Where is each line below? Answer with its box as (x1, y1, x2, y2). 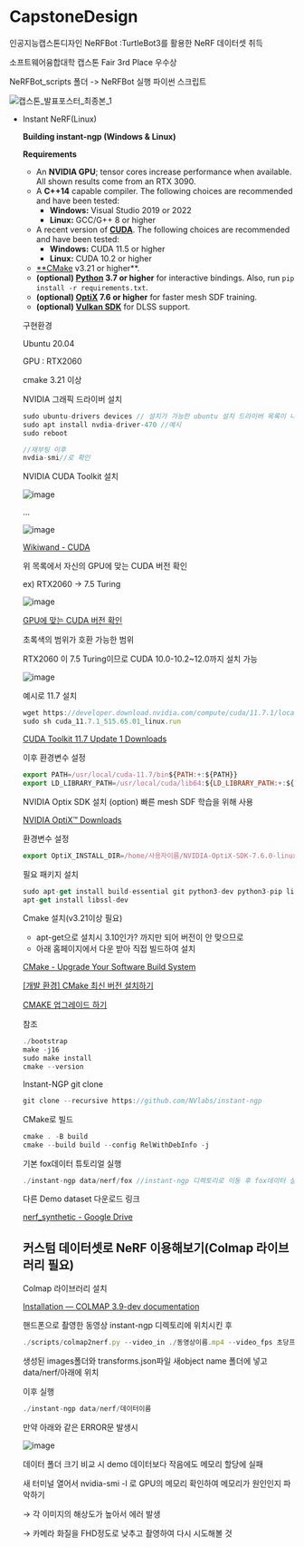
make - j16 (22, 1045, 61, 1054)
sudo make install (22, 1054, 92, 1063)
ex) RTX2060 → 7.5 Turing (22, 579, 121, 590)
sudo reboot (22, 428, 68, 437)
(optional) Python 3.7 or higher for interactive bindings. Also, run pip (35, 272, 295, 283)
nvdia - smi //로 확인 (22, 454, 90, 463)
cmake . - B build (22, 1131, 89, 1141)
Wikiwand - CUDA (22, 542, 90, 553)
